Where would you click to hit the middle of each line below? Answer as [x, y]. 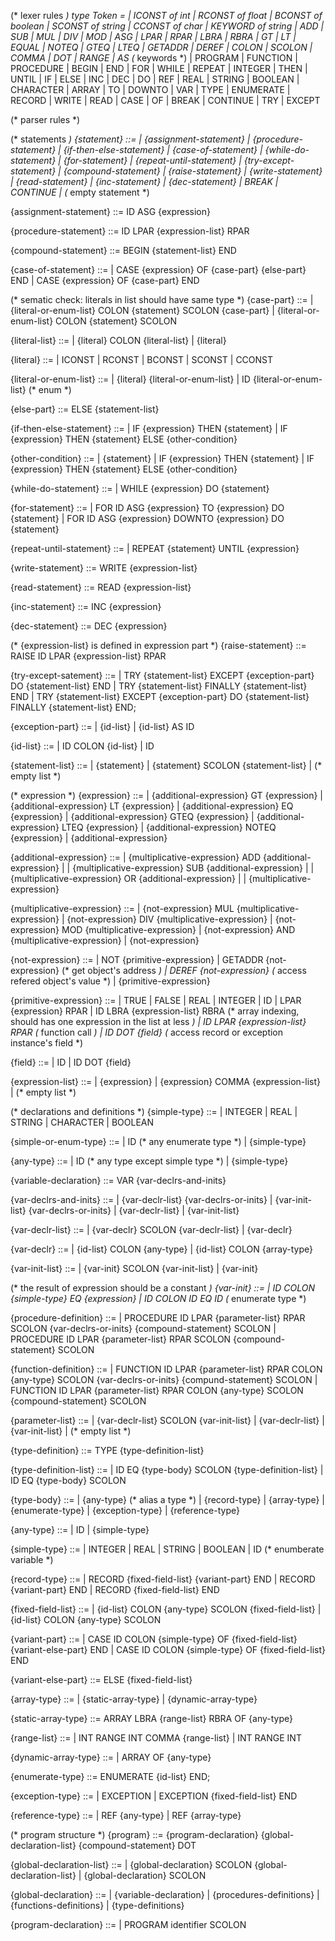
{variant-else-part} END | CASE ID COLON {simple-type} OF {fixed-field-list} [168, 1649]
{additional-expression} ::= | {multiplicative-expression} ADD [136, 857]
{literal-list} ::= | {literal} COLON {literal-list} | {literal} [118, 340]
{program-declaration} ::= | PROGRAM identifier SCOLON [128, 1924]
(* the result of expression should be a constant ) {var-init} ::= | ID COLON [162, 1288]
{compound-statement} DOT [137, 1845]
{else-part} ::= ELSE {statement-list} [85, 409]
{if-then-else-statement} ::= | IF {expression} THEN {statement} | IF [149, 428]
